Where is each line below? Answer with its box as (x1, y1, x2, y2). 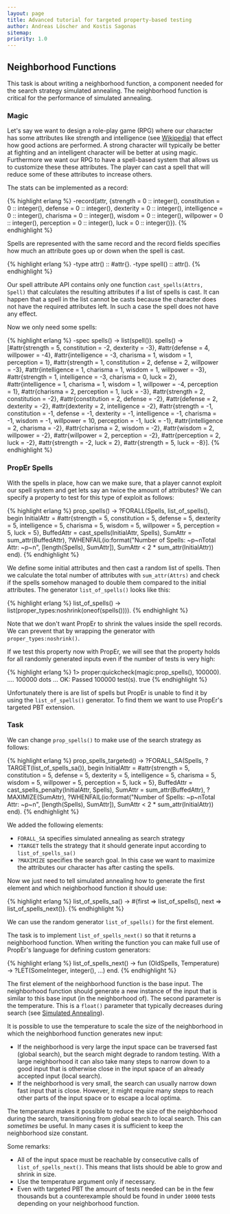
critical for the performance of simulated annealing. (7, 93, 153, 102)
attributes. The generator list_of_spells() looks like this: (7, 585, 171, 594)
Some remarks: (7, 1142, 50, 1150)
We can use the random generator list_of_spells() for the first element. (7, 917, 214, 926)
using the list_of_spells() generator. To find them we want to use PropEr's (7, 696, 223, 704)
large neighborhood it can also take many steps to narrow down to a (16, 1057, 211, 1065)
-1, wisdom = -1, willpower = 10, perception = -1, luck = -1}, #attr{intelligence (7, 417, 223, 425)
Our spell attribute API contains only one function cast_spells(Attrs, (7, 281, 204, 289)
